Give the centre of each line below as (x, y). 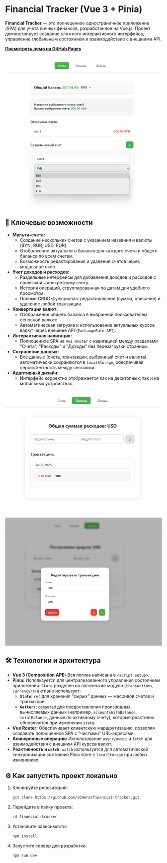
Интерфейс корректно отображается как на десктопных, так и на (89, 378)
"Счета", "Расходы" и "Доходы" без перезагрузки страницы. (84, 346)
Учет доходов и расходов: (41, 272)
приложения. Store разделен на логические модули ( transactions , (83, 686)
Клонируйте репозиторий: (40, 788)
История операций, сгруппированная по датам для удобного (85, 288)
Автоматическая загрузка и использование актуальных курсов (87, 325)
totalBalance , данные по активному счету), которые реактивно (87, 718)
